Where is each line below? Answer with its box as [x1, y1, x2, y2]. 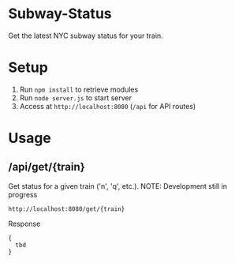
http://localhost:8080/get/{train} [8, 205, 125, 213]
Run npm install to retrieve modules [19, 85, 139, 94]
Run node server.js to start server [19, 92, 132, 103]
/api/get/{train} [8, 160, 85, 174]
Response [8, 219, 41, 228]
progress [8, 190, 38, 199]
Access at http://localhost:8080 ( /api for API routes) [19, 101, 196, 111]
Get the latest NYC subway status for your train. [8, 31, 163, 40]
